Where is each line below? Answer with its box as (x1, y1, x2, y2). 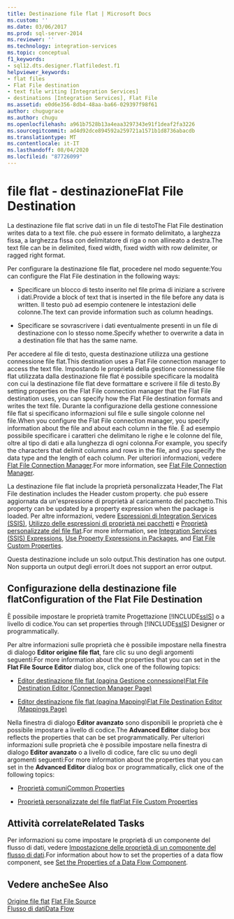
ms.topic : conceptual (7, 50, 71, 57)
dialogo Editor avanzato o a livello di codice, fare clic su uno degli (7, 748, 198, 756)
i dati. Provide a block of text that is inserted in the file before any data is (17, 293, 225, 301)
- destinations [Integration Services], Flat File (7, 95, 158, 102)
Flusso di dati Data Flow (7, 904, 75, 913)
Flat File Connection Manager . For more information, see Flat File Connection (7, 461, 227, 469)
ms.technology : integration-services (7, 43, 117, 50)
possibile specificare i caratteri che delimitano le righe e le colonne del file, (7, 431, 223, 440)
